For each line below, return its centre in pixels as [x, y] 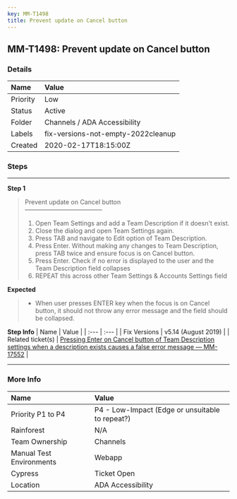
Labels [22, 134]
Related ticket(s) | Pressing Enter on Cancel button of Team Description [111, 339]
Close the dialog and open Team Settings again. [105, 231]
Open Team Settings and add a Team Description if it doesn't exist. [132, 223]
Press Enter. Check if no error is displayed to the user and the [124, 261]
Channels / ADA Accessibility [93, 122]
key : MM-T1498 [28, 14]
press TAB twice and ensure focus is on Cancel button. [115, 253]
